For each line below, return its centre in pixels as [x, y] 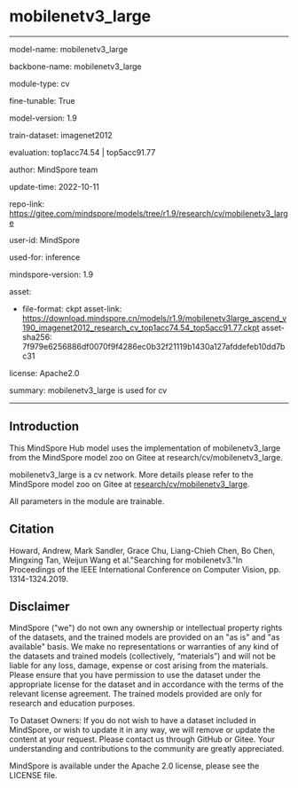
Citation [32, 529]
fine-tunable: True [42, 100]
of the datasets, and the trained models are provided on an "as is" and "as [145, 637]
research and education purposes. [72, 704]
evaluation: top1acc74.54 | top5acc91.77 [82, 152]
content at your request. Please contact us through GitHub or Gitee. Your [142, 739]
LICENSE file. [33, 776]
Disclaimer [39, 607]
